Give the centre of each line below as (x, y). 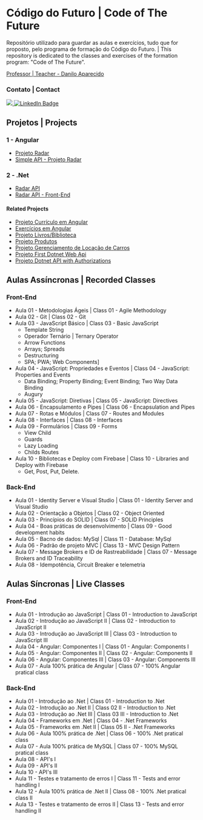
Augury (33, 394)
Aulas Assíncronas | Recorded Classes (81, 280)
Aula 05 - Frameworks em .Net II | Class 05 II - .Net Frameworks (95, 727)
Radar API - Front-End (43, 195)
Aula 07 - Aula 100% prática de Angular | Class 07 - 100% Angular (98, 666)
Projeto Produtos (36, 241)
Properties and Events (43, 375)
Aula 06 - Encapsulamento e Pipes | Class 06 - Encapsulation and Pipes (105, 407)
